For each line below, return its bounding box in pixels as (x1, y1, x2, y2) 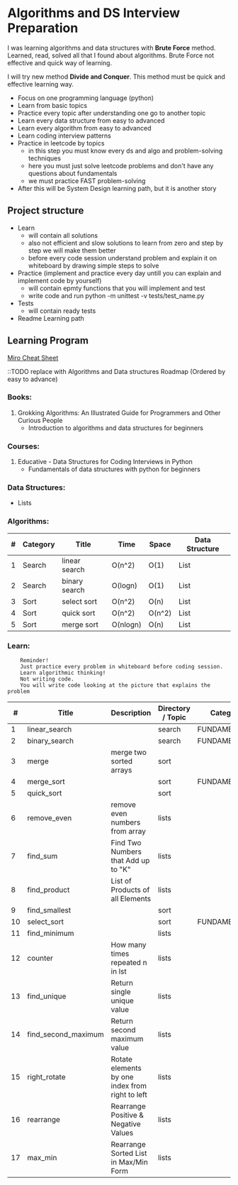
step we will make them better (28, 246, 116, 255)
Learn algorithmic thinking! (20, 669, 106, 677)
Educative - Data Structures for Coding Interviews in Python (17, 458, 193, 466)
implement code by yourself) (17, 276, 102, 285)
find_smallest (27, 905, 72, 915)
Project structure (7, 204, 84, 217)
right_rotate (27, 1072, 66, 1082)
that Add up (110, 856, 150, 866)
